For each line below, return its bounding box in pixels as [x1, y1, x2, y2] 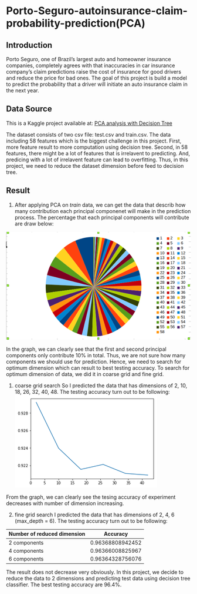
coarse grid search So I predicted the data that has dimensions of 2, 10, [14, 381, 188, 389]
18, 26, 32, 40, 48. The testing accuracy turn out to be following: [14, 388, 170, 395]
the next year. [6, 87, 39, 94]
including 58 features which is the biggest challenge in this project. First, [6, 137, 182, 144]
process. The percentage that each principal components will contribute [14, 214, 189, 221]
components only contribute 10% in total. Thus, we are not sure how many [6, 351, 186, 359]
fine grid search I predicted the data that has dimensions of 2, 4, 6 [14, 511, 175, 518]
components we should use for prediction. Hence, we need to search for [6, 358, 182, 365]
